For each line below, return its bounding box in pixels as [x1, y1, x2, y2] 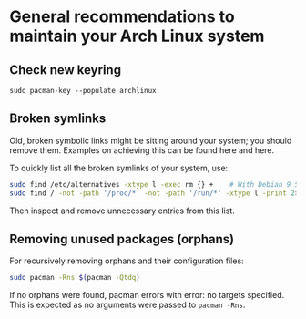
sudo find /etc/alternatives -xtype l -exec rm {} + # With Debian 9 [9, 180, 291, 189]
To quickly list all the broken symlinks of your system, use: [9, 162, 229, 173]
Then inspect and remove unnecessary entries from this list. [9, 205, 235, 216]
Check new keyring [9, 62, 121, 77]
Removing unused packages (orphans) [9, 231, 235, 247]
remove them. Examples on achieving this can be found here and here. [9, 144, 275, 156]
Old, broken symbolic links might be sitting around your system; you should [9, 135, 292, 146]
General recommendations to [9, 6, 235, 27]
